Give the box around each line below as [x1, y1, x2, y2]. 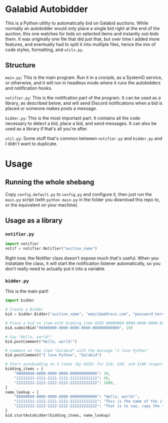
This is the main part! [5, 288, 49, 294]
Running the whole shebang [5, 178, 94, 186]
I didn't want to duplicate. [5, 140, 57, 146]
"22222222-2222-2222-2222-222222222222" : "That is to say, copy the [14, 403, 160, 408]
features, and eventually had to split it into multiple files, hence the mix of [5, 41, 156, 47]
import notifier [5, 241, 39, 246]
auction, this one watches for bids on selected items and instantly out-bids [5, 30, 159, 36]
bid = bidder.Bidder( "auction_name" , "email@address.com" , [5, 311, 131, 317]
